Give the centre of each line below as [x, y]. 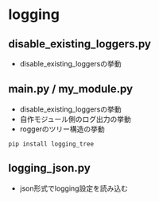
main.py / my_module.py [71, 89]
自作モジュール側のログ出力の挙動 [75, 119]
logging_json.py [50, 168]
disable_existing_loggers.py [79, 44]
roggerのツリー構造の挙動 [62, 129]
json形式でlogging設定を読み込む [74, 188]
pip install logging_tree [51, 144]
